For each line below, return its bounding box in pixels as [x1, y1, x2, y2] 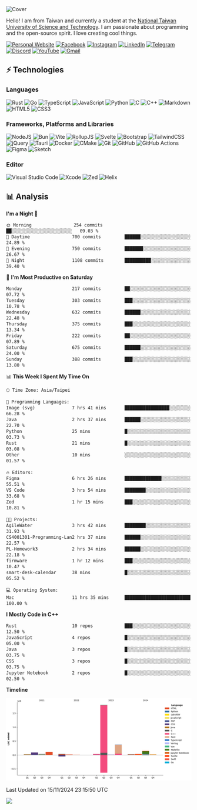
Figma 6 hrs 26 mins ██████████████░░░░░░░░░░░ [6, 476, 191, 482]
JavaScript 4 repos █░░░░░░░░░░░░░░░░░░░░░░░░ [6, 635, 191, 641]
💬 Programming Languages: [6, 399, 69, 405]
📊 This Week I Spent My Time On [6, 373, 89, 380]
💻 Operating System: [6, 588, 59, 594]
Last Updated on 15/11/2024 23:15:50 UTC [6, 786, 108, 793]
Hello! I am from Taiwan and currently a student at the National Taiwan [6, 17, 176, 24]
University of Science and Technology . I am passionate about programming [6, 24, 189, 30]
